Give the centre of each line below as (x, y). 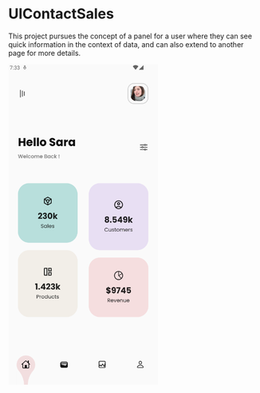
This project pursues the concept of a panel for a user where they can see (130, 36)
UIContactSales (61, 14)
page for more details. (45, 53)
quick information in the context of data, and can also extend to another (126, 44)
